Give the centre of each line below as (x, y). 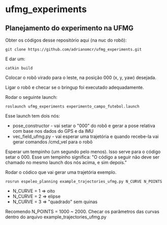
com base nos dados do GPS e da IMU (53, 131)
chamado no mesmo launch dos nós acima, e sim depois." (66, 162)
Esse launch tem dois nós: (32, 116)
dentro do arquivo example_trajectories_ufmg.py (56, 217)
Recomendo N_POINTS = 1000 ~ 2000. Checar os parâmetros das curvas (82, 212)
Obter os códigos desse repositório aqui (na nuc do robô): (66, 40)
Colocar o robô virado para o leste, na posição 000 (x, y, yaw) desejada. (81, 78)
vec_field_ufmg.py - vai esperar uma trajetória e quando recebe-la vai (86, 136)
